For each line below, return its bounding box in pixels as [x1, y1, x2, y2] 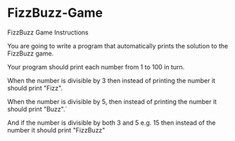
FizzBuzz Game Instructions [7, 28, 89, 36]
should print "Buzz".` [7, 105, 68, 113]
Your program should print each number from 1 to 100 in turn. [7, 62, 185, 71]
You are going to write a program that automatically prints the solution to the [7, 41, 229, 50]
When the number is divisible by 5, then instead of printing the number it [7, 97, 217, 106]
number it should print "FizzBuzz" [7, 126, 106, 134]
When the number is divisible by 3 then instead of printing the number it [7, 76, 216, 85]
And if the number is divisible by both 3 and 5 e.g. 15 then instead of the [7, 118, 216, 127]
